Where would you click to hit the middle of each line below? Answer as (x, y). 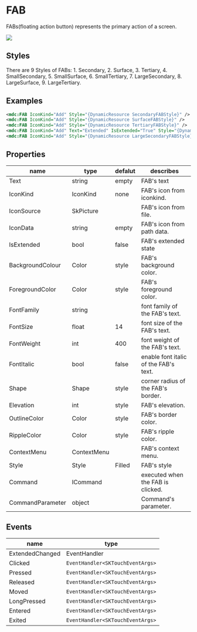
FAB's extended (163, 241)
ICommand (87, 482)
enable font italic (164, 356)
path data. (155, 231)
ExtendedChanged (35, 553)
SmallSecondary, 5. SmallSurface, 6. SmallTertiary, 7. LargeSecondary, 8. (94, 76)
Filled (123, 465)
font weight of (160, 339)
